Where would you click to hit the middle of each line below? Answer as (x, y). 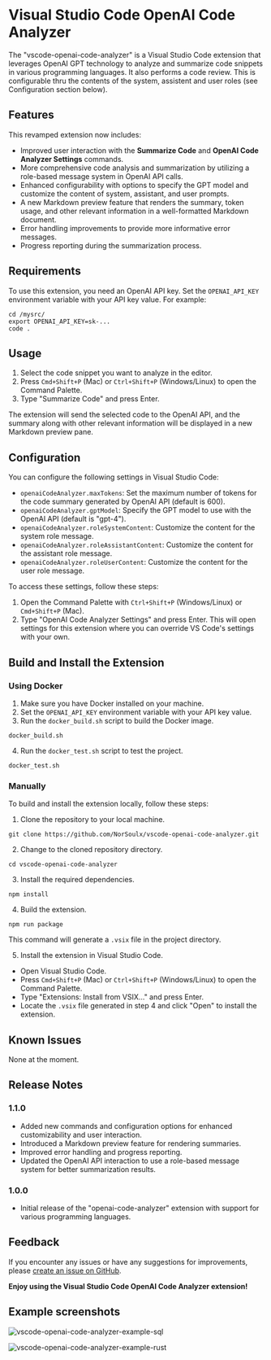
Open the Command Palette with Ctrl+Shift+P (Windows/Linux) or (131, 602)
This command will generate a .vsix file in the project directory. (115, 940)
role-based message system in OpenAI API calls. (102, 176)
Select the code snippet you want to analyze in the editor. (116, 373)
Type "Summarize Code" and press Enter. (90, 399)
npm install (28, 894)
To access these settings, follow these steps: (84, 587)
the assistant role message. (66, 553)
